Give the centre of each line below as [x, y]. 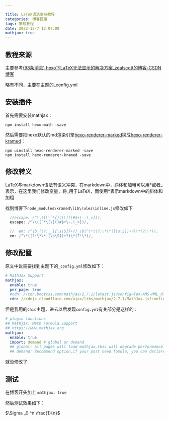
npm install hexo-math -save [36, 125]
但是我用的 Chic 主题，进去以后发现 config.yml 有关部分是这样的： [72, 309]
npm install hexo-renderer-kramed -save [48, 155]
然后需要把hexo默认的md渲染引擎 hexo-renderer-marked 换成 [68, 134]
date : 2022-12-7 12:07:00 [32, 28]
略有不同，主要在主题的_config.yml [41, 85]
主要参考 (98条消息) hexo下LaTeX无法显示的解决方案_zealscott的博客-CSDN [83, 67]
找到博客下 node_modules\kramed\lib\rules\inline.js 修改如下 [69, 208]
